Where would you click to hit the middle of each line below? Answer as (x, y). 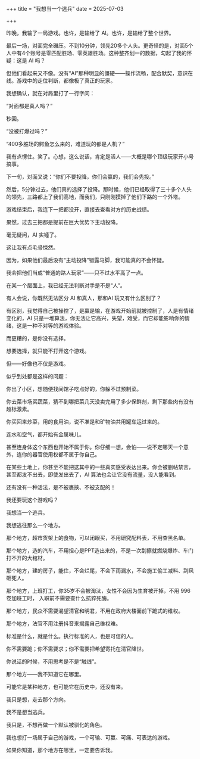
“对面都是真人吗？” (29, 106)
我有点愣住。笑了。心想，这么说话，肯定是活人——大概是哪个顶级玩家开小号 (100, 156)
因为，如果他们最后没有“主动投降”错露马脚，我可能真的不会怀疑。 (87, 260)
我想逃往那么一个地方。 (35, 525)
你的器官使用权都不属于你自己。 (61, 454)
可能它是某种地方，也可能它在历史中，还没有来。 (66, 687)
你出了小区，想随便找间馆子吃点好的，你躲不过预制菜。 (74, 389)
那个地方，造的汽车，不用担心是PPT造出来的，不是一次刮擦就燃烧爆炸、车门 (100, 550)
